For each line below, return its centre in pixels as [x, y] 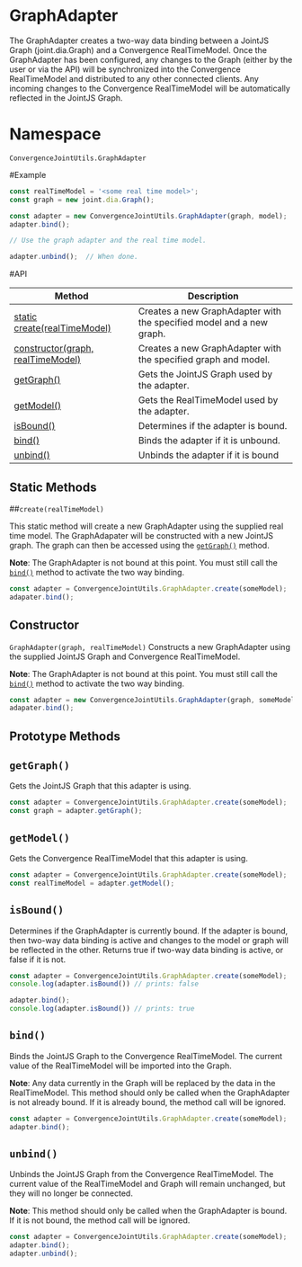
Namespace [55, 134]
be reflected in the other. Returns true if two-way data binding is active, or [147, 950]
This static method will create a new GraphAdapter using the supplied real [147, 526]
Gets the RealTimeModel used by [208, 400]
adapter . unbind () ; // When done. [74, 257]
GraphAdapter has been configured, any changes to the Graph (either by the [151, 59]
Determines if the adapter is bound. [213, 426]
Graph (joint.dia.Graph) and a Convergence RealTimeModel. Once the [138, 49]
